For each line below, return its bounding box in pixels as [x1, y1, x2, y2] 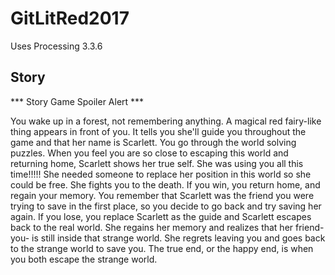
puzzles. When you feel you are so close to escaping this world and [10, 147, 289, 159]
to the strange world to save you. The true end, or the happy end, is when [10, 242, 314, 254]
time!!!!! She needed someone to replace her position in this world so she [10, 168, 312, 180]
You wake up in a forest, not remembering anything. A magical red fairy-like [10, 115, 322, 127]
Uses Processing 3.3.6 [10, 40, 103, 52]
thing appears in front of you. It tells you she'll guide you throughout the [10, 125, 307, 137]
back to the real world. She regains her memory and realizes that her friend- [10, 221, 325, 233]
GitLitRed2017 [10, 7, 130, 30]
